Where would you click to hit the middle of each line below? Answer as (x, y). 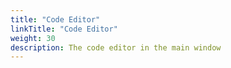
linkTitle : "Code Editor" (64, 29)
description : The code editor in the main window (116, 47)
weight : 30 (33, 38)
